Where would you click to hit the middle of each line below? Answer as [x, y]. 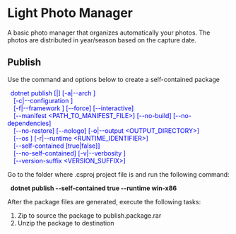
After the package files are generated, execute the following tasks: [104, 201]
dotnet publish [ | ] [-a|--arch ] [53, 93]
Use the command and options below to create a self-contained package [114, 79]
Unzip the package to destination [66, 223]
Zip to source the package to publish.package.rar [89, 215]
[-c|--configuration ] [43, 100]
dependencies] [29, 123]
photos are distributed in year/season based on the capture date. [102, 40]
